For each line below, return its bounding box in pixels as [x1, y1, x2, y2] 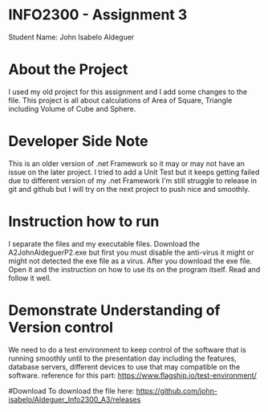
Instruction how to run [8, 213, 160, 230]
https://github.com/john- [136, 385, 218, 395]
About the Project [8, 60, 128, 79]
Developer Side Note [8, 133, 148, 150]
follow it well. [8, 273, 52, 283]
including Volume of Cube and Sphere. [8, 104, 136, 113]
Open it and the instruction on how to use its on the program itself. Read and [8, 264, 261, 274]
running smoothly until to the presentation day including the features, [8, 353, 237, 363]
